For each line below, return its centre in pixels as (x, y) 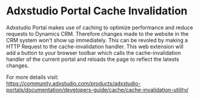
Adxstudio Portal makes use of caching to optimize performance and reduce (99, 27)
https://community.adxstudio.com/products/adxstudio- (73, 83)
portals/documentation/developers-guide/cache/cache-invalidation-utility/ (97, 89)
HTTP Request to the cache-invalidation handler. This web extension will (95, 47)
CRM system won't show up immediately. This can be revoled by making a (97, 40)
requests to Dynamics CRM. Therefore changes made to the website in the (97, 33)
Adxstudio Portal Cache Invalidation (97, 11)
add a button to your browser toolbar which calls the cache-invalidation (94, 52)
